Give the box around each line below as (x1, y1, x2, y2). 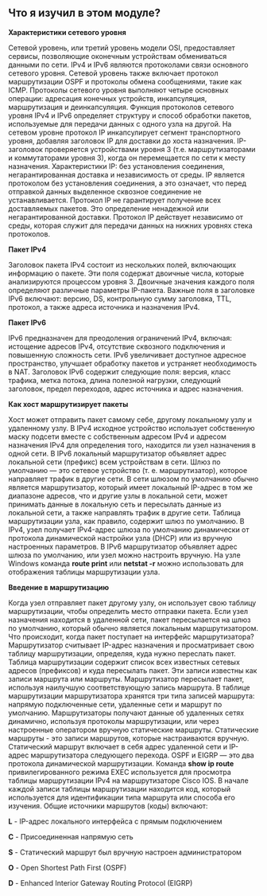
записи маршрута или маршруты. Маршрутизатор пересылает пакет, (8, 674, 245, 683)
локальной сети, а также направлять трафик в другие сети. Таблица (8, 507, 241, 517)
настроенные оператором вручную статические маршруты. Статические (8, 725, 259, 734)
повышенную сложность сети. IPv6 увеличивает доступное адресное (8, 350, 246, 359)
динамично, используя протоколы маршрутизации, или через (8, 716, 219, 726)
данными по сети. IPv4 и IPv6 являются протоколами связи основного (8, 60, 249, 69)
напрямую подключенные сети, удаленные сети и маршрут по (8, 699, 222, 709)
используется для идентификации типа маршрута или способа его (8, 792, 236, 802)
